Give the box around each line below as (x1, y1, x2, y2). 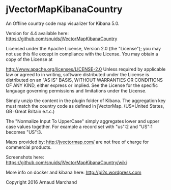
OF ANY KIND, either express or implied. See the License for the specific (6, 82, 158, 88)
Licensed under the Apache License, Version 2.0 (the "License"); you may (6, 45, 161, 51)
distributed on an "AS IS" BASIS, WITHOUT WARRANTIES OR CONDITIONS (6, 77, 163, 83)
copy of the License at (6, 56, 53, 62)
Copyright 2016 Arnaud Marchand (6, 179, 77, 185)
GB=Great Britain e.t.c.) (6, 108, 55, 114)
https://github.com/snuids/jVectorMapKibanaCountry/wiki (6, 159, 127, 166)
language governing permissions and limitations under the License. (6, 87, 147, 93)
